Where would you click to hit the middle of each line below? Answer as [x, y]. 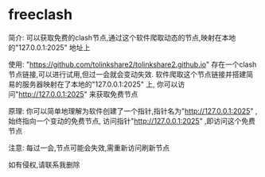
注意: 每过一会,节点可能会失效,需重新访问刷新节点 [89, 148]
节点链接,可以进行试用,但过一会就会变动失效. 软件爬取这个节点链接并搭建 [127, 74]
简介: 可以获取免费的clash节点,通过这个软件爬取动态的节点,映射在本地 [122, 37]
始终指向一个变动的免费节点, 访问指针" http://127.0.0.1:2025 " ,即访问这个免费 [132, 121]
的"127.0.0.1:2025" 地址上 [49, 47]
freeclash [41, 15]
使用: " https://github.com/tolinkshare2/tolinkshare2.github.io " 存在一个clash [132, 64]
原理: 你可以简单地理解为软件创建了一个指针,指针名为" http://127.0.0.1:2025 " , [133, 111]
